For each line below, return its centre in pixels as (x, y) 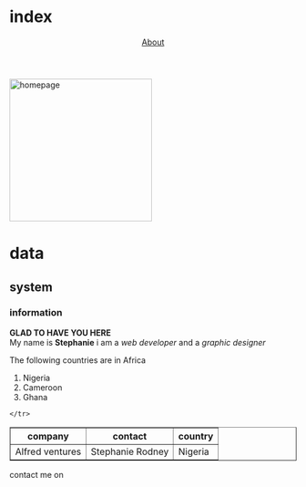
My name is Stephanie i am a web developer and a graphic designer (138, 342)
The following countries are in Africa (78, 360)
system (31, 287)
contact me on (36, 474)
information (36, 313)
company (48, 436)
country (196, 436)
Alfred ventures (48, 451)
